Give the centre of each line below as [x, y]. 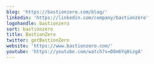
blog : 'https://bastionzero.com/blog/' [57, 12]
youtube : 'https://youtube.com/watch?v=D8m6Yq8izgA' [75, 52]
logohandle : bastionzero [38, 23]
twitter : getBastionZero [38, 40]
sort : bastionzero [30, 29]
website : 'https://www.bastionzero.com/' [60, 46]
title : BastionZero [31, 35]
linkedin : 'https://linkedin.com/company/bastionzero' [78, 18]
